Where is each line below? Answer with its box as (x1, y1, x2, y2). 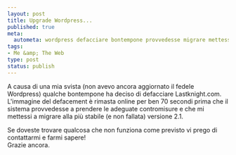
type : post (7, 56, 39, 63)
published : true (7, 23, 55, 30)
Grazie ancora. (7, 140, 51, 149)
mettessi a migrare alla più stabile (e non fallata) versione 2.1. (7, 112, 184, 120)
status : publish (7, 63, 55, 70)
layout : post (7, 10, 46, 18)
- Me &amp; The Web (7, 50, 65, 57)
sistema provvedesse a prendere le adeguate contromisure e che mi (7, 104, 205, 113)
